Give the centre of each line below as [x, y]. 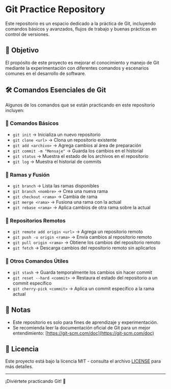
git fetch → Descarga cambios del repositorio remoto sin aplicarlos [84, 248]
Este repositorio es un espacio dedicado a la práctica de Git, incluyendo [81, 23]
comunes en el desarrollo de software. [46, 73]
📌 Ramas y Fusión [27, 175]
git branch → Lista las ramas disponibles [56, 186]
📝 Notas [18, 310]
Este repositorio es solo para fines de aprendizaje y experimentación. [85, 322]
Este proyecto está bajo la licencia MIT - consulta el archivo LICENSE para [83, 361]
